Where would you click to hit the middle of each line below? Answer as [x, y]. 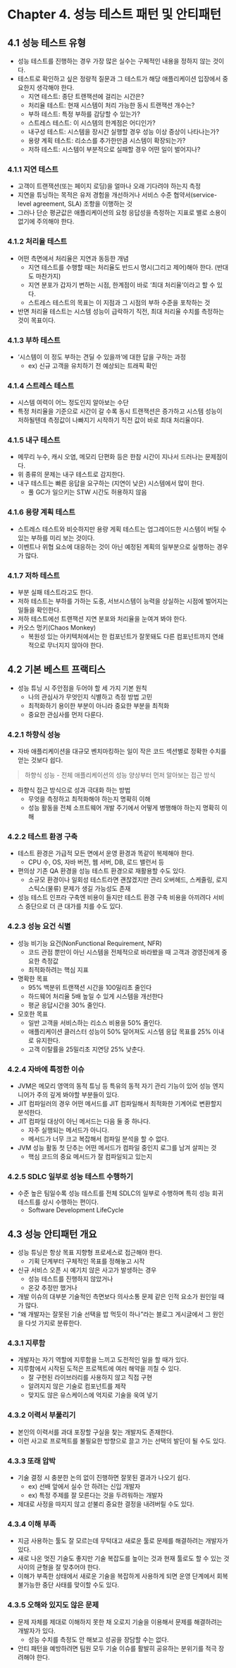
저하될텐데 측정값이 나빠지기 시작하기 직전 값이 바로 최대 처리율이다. [111, 420]
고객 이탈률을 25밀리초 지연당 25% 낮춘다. [86, 1049]
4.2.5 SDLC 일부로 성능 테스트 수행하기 [70, 1177]
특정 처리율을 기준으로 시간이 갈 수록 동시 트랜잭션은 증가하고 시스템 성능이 [120, 411]
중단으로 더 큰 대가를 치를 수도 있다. [74, 906]
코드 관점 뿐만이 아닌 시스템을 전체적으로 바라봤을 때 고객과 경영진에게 [124, 952]
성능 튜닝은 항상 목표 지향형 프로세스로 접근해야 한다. [90, 1253]
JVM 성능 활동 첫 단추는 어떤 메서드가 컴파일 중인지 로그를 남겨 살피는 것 [117, 1148]
